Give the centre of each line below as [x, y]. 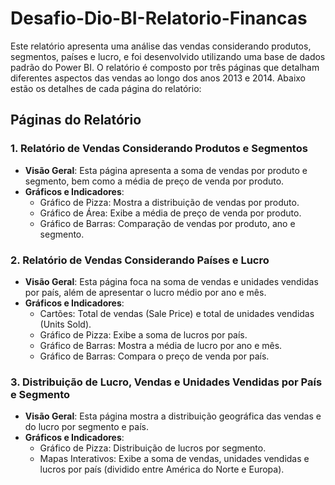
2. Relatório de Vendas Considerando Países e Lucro [140, 260]
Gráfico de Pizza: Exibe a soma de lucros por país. [143, 334]
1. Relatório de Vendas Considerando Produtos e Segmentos [159, 149]
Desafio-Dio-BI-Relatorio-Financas [159, 18]
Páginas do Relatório [76, 120]
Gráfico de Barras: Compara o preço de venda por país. [154, 356]
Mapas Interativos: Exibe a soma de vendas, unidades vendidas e [174, 459]
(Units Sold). [65, 324]
